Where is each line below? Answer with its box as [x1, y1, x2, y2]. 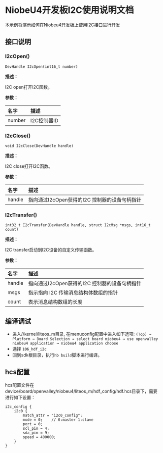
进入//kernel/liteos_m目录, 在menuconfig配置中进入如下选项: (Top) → [12, 331, 152, 337]
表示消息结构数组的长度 [28, 299, 83, 305]
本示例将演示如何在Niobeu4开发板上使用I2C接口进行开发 [5, 22, 120, 28]
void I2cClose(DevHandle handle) [5, 143, 74, 149]
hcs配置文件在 [5, 382, 34, 388]
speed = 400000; [23, 434, 56, 440]
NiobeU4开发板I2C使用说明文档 [5, 4, 134, 16]
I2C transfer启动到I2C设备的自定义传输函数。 [5, 247, 97, 253]
